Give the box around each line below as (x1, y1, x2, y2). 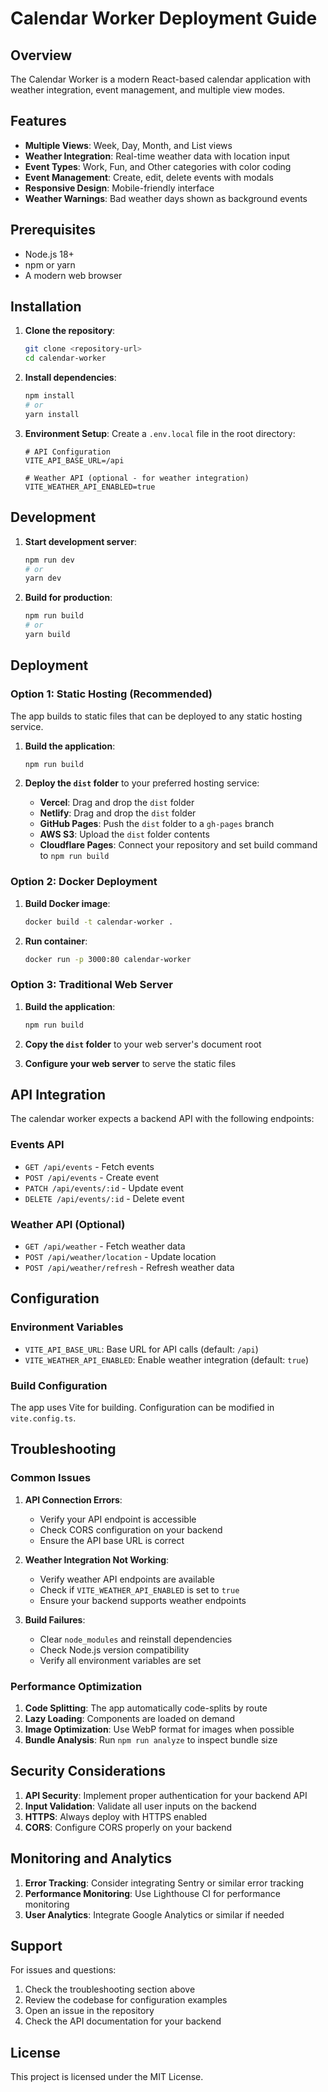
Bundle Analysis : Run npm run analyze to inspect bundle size (24, 1734, 278, 1746)
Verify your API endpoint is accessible (39, 1513, 197, 1525)
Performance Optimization (10, 1679, 143, 1693)
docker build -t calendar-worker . (24, 917, 174, 927)
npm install (24, 391, 75, 401)
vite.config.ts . (10, 1412, 77, 1424)
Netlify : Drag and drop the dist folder (39, 807, 197, 819)
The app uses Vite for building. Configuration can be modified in (10, 1402, 275, 1414)
